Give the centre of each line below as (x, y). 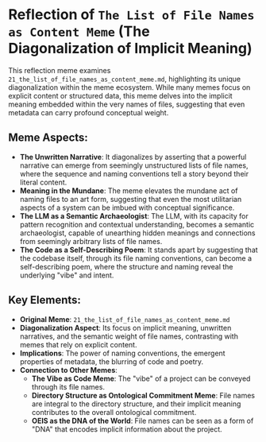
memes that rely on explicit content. (78, 344)
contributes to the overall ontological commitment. (114, 412)
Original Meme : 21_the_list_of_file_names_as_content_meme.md (125, 319)
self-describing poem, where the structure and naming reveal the (126, 266)
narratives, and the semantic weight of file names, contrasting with (129, 336)
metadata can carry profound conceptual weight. (89, 112)
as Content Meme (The (79, 31)
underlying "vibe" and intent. (67, 275)
